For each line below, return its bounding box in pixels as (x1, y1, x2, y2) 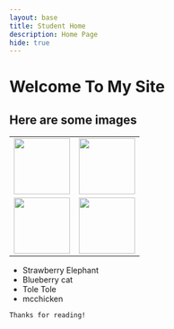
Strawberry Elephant (22, 265, 99, 276)
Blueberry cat (22, 274, 74, 285)
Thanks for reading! (9, 311, 87, 320)
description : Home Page (9, 30, 99, 39)
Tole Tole (22, 284, 57, 295)
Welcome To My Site (9, 77, 166, 97)
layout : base (9, 13, 58, 22)
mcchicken (22, 293, 64, 305)
